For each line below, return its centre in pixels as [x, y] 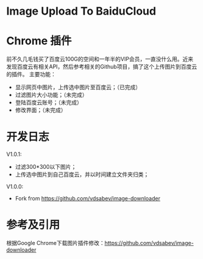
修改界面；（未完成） [41, 110]
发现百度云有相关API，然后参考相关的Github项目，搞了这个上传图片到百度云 [101, 67]
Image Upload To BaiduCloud [81, 11]
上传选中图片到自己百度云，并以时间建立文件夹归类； [82, 174]
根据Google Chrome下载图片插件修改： [55, 243]
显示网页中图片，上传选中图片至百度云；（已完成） [78, 87]
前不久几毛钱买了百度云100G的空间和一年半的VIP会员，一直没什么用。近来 [100, 59]
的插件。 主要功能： [31, 74]
